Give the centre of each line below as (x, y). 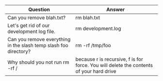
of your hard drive (96, 71)
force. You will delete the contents (114, 65)
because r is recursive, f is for (109, 59)
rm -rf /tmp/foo (93, 45)
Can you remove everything (39, 39)
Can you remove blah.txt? (37, 18)
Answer (115, 9)
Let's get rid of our (29, 25)
